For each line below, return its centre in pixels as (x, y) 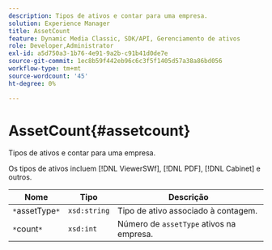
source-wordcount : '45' (49, 76)
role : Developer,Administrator (61, 46)
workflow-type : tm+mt (45, 69)
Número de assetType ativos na (176, 224)
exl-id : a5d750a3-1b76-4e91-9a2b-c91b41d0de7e (88, 53)
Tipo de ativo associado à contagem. (187, 211)
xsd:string (89, 211)
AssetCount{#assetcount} (100, 131)
